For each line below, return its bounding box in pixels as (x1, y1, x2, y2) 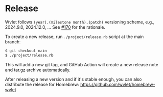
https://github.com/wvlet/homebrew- (80, 81, 155, 87)
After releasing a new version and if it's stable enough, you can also (5, 76, 142, 82)
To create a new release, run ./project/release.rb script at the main (5, 34, 144, 39)
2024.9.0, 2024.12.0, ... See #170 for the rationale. (5, 24, 105, 30)
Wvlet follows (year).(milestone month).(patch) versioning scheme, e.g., (5, 19, 155, 25)
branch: (5, 39, 21, 44)
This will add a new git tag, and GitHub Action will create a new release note (5, 61, 159, 67)
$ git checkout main (5, 48, 47, 53)
